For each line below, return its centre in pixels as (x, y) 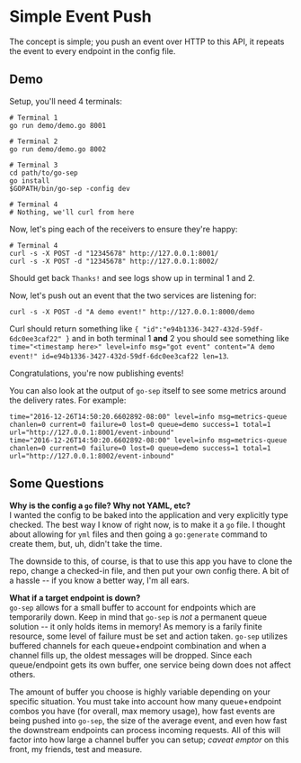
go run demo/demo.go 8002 (58, 149)
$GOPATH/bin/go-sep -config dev (70, 188)
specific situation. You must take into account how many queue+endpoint (146, 701)
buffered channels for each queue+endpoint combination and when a (138, 645)
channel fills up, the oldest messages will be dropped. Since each (131, 655)
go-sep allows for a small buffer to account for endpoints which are (133, 607)
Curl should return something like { (74, 328)
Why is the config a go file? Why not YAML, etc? (100, 505)
